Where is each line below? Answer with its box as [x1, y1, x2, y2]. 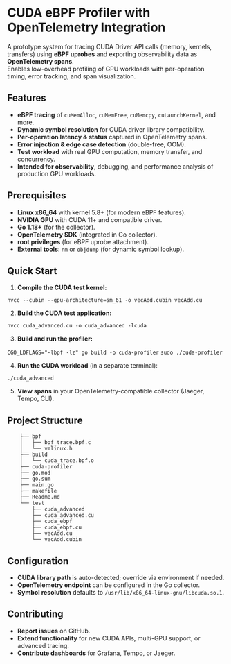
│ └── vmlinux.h [19, 445, 73, 452]
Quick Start [7, 265, 57, 277]
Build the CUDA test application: [17, 309, 112, 317]
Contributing [7, 608, 64, 620]
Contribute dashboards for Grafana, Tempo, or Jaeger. [17, 649, 176, 657]
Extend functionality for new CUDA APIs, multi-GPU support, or [17, 633, 201, 642]
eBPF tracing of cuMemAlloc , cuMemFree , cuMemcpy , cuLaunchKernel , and [17, 110, 216, 119]
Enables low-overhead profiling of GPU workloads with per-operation [7, 65, 205, 73]
